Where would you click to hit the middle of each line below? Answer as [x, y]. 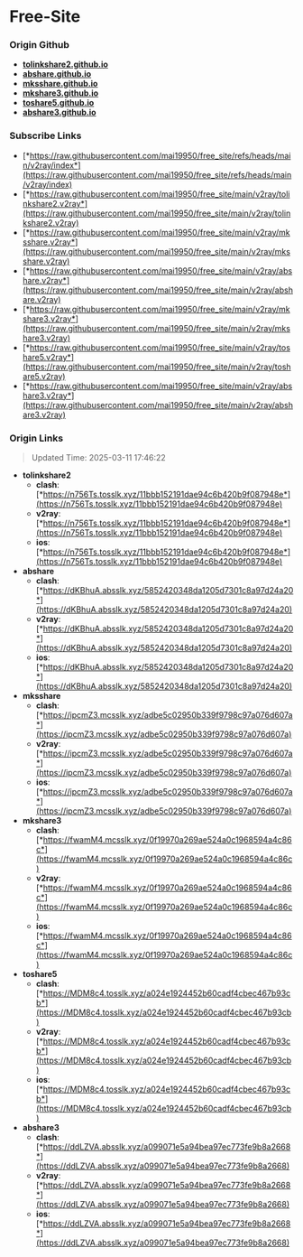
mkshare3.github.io [60, 93]
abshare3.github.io [59, 112]
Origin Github [40, 45]
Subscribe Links [46, 135]
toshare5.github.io [58, 103]
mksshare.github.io [60, 84]
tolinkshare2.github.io [65, 64]
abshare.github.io [57, 74]
